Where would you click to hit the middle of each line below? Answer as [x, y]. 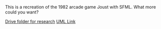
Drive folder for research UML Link [40, 22]
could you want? [22, 12]
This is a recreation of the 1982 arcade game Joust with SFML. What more [81, 7]
